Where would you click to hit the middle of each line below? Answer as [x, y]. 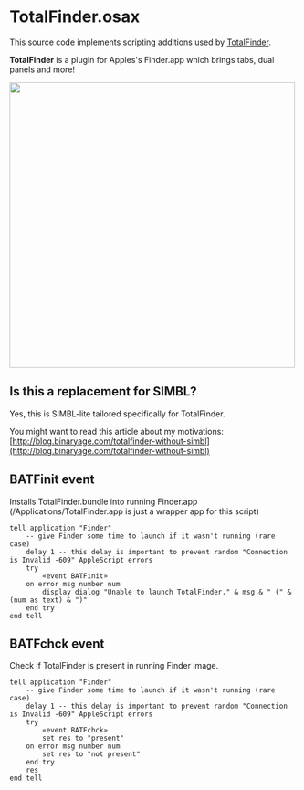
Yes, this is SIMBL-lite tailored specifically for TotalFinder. [117, 414]
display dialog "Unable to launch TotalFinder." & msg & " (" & [167, 592]
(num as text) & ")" [49, 600]
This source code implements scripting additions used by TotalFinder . [141, 42]
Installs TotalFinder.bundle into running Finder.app [104, 501]
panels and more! [42, 69]
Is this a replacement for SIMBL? [104, 391]
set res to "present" [84, 738]
